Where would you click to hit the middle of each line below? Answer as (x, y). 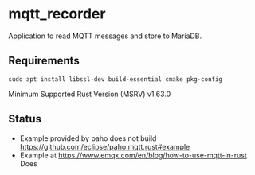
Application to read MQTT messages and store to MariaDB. (105, 36)
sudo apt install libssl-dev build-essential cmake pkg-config (116, 79)
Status (25, 119)
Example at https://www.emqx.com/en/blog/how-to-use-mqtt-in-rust (133, 155)
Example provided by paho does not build (88, 138)
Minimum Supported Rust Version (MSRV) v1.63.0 (90, 94)
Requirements (44, 61)
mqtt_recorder (57, 14)
